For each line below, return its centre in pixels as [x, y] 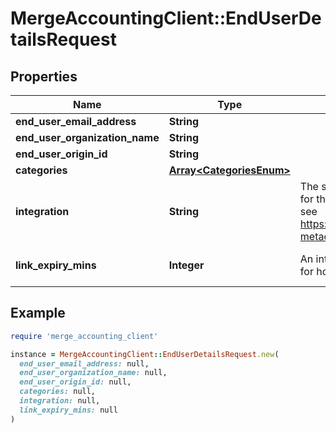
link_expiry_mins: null [68, 410]
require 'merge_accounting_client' [84, 336]
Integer [186, 265]
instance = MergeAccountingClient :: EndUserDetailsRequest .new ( [145, 354]
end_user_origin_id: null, [75, 382]
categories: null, [58, 392]
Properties [44, 76]
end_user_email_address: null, [84, 363]
